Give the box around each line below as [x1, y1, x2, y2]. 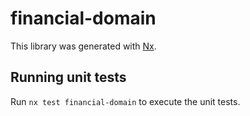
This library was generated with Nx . [10, 40, 157, 52]
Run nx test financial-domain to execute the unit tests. [10, 95, 241, 107]
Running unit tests [10, 69, 127, 86]
